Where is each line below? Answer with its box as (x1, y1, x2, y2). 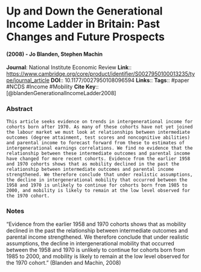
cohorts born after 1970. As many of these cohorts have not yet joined (6, 124, 193, 130)
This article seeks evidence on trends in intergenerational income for (6, 118, 193, 125)
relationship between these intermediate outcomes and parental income (6, 150, 190, 156)
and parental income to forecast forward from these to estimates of (6, 139, 185, 146)
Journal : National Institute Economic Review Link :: (6, 64, 132, 71)
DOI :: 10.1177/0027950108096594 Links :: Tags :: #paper (51, 77, 190, 84)
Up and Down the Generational (6, 4, 163, 18)
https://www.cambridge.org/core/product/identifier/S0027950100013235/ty (6, 70, 195, 78)
